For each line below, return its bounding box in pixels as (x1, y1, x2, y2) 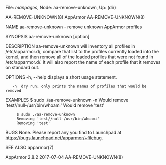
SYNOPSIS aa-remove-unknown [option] (5, 34, 90, 39)
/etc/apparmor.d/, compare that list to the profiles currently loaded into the (5, 49, 159, 54)
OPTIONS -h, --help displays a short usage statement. (5, 74, 117, 80)
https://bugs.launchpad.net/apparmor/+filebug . (5, 135, 103, 141)
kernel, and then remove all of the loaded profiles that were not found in (5, 54, 154, 60)
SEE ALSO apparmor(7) (5, 145, 54, 150)
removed (5, 88, 22, 93)
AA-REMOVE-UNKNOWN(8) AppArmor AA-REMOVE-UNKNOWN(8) (5, 14, 145, 20)
